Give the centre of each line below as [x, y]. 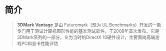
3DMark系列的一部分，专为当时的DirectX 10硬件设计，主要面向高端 [86, 37]
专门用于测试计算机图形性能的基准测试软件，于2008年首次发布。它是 [88, 31]
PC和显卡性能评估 [40, 43]
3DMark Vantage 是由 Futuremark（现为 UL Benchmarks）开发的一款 [89, 25]
